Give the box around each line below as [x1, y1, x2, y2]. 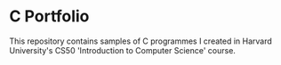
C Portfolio [9, 6, 90, 27]
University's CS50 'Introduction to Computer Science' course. [9, 45, 236, 55]
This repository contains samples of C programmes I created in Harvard [9, 36, 273, 46]
